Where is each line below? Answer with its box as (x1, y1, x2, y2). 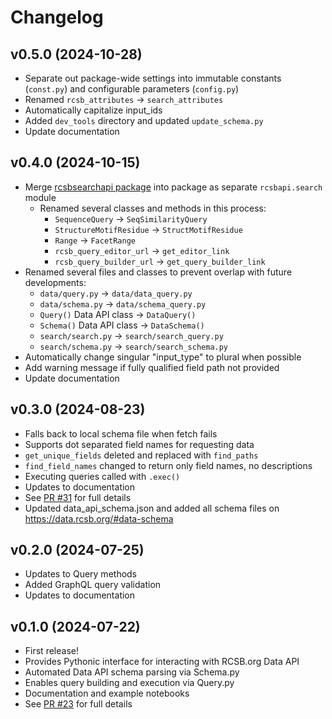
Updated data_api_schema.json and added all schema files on (24, 502, 280, 514)
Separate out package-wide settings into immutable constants (24, 72, 282, 84)
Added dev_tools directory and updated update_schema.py (24, 115, 264, 126)
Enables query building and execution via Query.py (24, 677, 235, 689)
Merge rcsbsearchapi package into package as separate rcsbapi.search (24, 181, 323, 193)
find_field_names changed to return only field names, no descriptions (24, 459, 313, 471)
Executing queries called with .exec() (24, 470, 181, 482)
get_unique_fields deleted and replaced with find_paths (24, 449, 259, 461)
